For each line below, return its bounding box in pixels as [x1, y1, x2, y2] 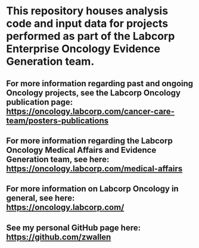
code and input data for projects [6, 17, 169, 30]
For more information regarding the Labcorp [6, 136, 173, 146]
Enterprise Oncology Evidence [6, 42, 161, 56]
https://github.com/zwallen [6, 232, 111, 242]
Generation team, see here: [6, 154, 110, 164]
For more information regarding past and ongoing [6, 79, 194, 89]
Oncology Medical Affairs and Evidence [6, 145, 157, 155]
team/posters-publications [6, 115, 109, 125]
